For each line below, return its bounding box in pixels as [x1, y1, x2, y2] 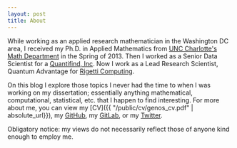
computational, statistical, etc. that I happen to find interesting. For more [7, 95, 220, 104]
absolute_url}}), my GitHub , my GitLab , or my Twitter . [7, 111, 163, 120]
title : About [7, 17, 46, 24]
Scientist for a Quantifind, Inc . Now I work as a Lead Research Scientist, [7, 59, 218, 68]
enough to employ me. [7, 132, 74, 141]
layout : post [7, 10, 46, 18]
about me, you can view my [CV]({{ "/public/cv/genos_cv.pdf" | [7, 103, 194, 112]
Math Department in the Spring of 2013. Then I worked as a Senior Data [7, 51, 218, 60]
